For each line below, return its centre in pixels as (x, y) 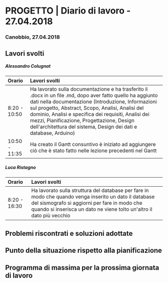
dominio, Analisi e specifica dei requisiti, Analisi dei (90, 114)
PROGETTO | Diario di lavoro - (68, 11)
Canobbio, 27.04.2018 (32, 37)
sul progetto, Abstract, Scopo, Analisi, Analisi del (87, 108)
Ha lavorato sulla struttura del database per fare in (90, 191)
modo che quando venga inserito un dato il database (93, 197)
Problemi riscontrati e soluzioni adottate (69, 233)
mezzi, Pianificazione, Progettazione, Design (82, 120)
